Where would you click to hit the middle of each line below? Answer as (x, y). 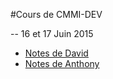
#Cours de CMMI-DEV (56, 14)
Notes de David (56, 53)
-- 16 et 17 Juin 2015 (52, 33)
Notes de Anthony (62, 63)
